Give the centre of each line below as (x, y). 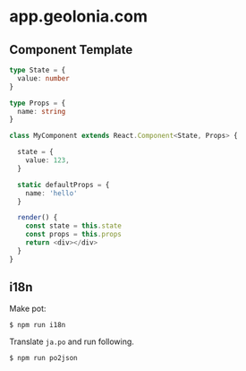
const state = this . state (74, 226)
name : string (42, 111)
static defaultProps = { (64, 185)
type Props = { (38, 103)
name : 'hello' (51, 193)
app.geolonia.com (79, 17)
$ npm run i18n (38, 325)
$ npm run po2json (43, 358)
